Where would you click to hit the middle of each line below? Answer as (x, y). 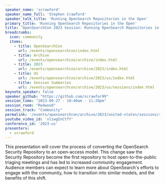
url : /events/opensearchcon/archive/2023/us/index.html (76, 78)
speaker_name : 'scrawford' (33, 10)
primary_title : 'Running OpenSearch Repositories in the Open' (71, 23)
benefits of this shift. (26, 178)
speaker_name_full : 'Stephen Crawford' (46, 14)
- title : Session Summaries (42, 82)
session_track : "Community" (34, 110)
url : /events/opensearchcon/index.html (59, 51)
